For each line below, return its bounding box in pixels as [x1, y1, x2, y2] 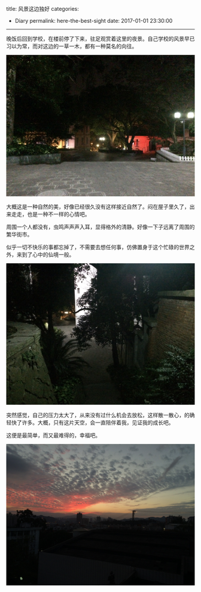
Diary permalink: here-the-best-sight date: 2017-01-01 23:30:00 [14, 17, 173, 24]
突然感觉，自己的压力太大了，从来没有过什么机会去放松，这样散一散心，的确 [6, 412, 195, 418]
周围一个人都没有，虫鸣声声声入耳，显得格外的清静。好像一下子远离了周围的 [6, 223, 195, 230]
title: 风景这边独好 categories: [6, 5, 79, 12]
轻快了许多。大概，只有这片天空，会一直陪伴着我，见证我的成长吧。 [6, 419, 174, 426]
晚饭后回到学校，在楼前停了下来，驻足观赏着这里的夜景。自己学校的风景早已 [6, 35, 195, 42]
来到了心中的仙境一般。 [16, 251, 75, 258]
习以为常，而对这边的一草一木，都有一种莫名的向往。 [6, 42, 138, 50]
